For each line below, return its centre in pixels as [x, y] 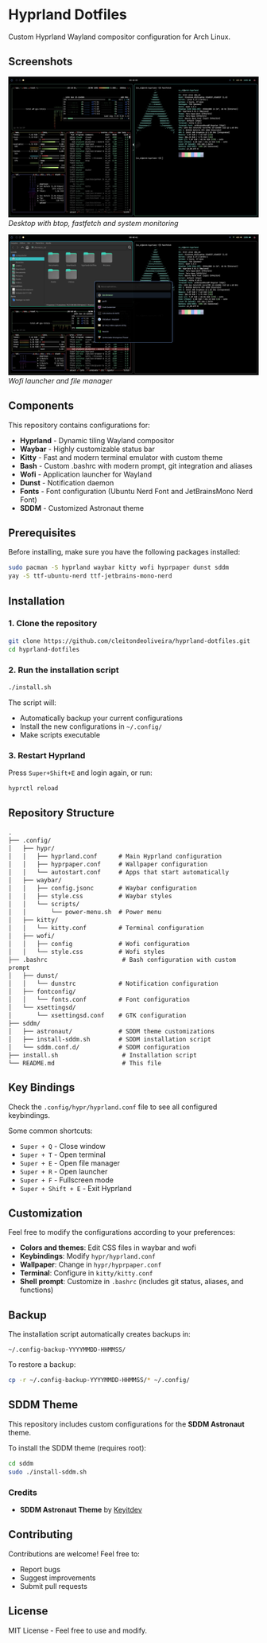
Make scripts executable [60, 734]
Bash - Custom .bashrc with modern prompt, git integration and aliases [136, 465]
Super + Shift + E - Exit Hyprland [76, 1188]
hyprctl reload [33, 788]
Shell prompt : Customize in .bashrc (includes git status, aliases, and [132, 1282]
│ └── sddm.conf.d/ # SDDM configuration [99, 1047]
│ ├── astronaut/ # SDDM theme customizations [112, 1031]
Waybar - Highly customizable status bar [87, 449]
